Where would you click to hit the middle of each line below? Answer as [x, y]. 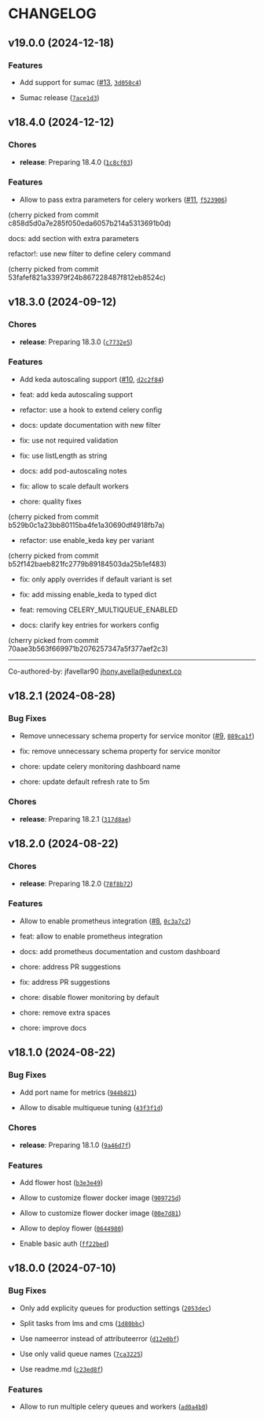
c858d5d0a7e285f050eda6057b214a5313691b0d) [90, 223]
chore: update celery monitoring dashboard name [100, 766]
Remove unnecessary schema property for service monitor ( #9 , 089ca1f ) [137, 736]
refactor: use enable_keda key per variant [87, 540]
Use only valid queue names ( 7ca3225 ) [81, 1354]
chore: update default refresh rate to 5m [84, 782]
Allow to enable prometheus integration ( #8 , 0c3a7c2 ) [105, 921]
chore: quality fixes [51, 501]
